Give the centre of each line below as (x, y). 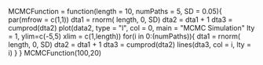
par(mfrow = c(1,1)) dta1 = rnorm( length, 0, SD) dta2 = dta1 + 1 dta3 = (121, 20)
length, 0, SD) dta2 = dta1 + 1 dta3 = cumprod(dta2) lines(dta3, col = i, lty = (130, 45)
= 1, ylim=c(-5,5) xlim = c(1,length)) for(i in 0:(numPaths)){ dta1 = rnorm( (124, 36)
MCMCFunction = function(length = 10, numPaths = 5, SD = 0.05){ (115, 11)
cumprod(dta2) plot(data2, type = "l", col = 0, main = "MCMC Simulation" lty (131, 28)
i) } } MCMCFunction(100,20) (55, 53)
